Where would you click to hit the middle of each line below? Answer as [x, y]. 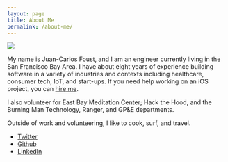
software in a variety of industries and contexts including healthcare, [106, 74]
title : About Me [31, 20]
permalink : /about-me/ [40, 26]
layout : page [26, 14]
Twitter [27, 137]
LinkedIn [30, 152]
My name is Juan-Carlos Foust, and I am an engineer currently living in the [114, 59]
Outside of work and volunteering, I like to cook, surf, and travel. [99, 123]
